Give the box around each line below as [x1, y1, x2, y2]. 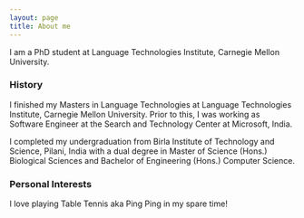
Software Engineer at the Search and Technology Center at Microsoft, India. [9, 118, 293, 129]
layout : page [9, 13, 59, 23]
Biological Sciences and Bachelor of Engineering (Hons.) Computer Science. [9, 155, 295, 166]
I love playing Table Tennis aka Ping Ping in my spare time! [9, 198, 229, 209]
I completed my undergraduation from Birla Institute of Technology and [9, 136, 275, 147]
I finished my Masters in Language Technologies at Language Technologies [9, 99, 292, 109]
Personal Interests [9, 177, 93, 190]
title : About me [9, 22, 71, 31]
